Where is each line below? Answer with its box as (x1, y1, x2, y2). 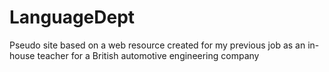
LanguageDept (9, 6, 136, 29)
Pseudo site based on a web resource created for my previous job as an (9, 39, 306, 51)
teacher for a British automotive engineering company (37, 49, 260, 61)
